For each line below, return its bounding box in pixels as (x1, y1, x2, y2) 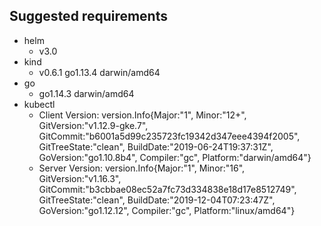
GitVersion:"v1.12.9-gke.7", (38, 119, 149, 131)
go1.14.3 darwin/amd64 (38, 87, 135, 99)
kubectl (23, 98, 56, 110)
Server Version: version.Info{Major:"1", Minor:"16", (38, 162, 246, 174)
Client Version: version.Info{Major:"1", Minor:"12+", (38, 109, 247, 121)
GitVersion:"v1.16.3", (38, 172, 122, 184)
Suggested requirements (9, 8, 168, 25)
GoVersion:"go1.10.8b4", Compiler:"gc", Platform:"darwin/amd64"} (38, 151, 312, 163)
